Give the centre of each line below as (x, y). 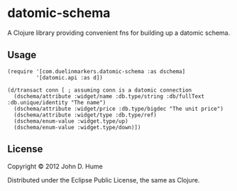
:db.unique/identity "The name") (57, 102)
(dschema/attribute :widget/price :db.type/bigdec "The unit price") (118, 109)
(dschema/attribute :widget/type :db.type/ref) (86, 115)
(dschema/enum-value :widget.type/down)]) (77, 127)
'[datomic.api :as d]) (69, 77)
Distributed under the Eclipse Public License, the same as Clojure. (104, 180)
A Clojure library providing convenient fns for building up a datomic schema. (119, 33)
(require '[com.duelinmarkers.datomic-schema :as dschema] (97, 71)
